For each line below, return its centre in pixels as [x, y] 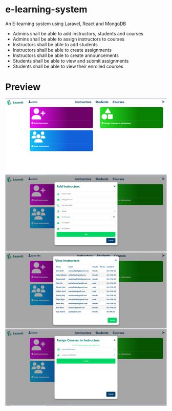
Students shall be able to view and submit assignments [71, 61]
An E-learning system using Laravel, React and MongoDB [66, 24]
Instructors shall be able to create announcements [66, 55]
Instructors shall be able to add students [55, 44]
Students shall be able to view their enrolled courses [68, 66]
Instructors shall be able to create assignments [62, 50]
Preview [23, 87]
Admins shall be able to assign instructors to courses [68, 39]
